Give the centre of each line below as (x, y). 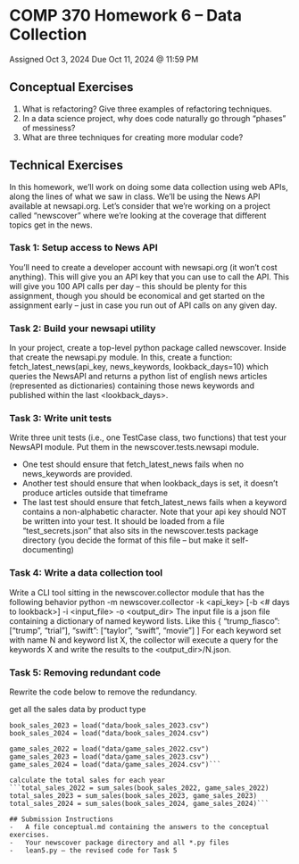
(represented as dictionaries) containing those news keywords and (132, 386)
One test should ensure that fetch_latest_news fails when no (133, 464)
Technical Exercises (66, 166)
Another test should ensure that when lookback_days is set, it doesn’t (150, 484)
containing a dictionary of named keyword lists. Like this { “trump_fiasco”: (145, 620)
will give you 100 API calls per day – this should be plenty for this (128, 286)
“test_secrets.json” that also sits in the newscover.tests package (140, 531)
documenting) (48, 550)
